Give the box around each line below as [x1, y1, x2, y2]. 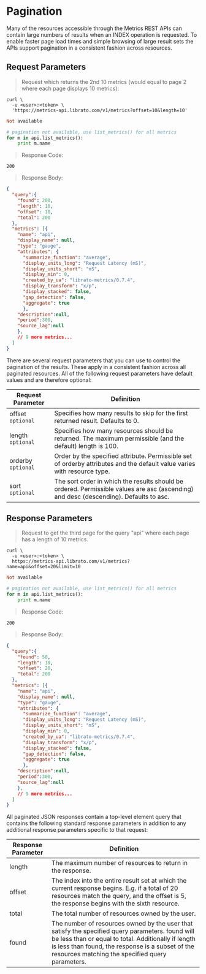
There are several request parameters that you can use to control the [6, 357, 181, 364]
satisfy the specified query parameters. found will [51, 927, 194, 935]
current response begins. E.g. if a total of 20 [51, 884, 178, 892]
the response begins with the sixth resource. [51, 899, 180, 908]
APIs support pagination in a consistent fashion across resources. [6, 44, 173, 51]
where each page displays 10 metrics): [21, 85, 120, 92]
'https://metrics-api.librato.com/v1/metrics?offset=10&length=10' [12, 107, 188, 113]
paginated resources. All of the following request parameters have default [6, 370, 193, 377]
